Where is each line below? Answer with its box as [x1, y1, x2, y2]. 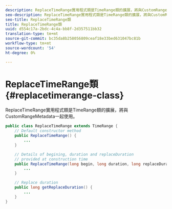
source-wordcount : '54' [5, 45, 56, 51]
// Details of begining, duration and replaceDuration [14, 152, 134, 157]
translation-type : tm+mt [5, 31, 58, 36]
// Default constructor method [14, 128, 81, 133]
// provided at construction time [14, 156, 88, 161]
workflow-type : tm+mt [5, 41, 52, 46]
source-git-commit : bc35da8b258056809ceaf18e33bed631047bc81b [5, 36, 141, 41]
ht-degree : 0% [5, 50, 36, 55]
